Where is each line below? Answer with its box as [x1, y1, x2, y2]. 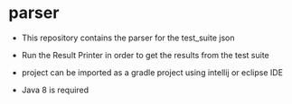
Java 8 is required [21, 84, 89, 95]
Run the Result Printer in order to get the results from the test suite [21, 49, 269, 60]
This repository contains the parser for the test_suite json [21, 32, 235, 43]
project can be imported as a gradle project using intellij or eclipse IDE [21, 66, 284, 78]
